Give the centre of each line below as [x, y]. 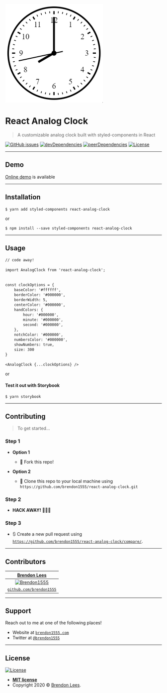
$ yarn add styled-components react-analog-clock [58, 209]
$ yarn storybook [23, 397]
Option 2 [21, 471]
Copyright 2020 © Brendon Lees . [46, 685]
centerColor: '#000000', [40, 305]
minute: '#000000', [43, 320]
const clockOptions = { [30, 285]
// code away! [20, 260]
